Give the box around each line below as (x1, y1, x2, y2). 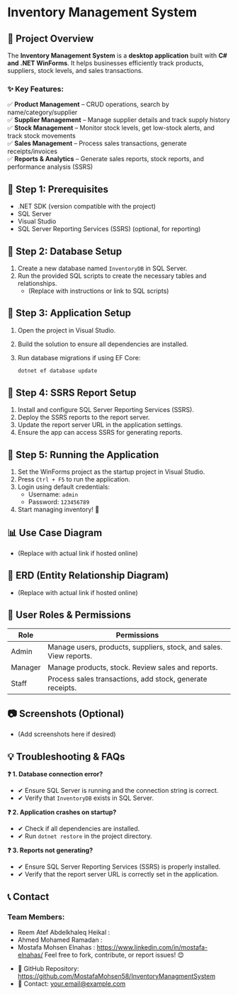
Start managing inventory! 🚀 (17, 505, 100, 514)
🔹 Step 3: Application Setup (7, 307, 132, 319)
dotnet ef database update (17, 367, 98, 374)
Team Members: (7, 912, 65, 922)
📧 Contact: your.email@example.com (17, 979, 126, 988)
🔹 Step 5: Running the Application (7, 448, 159, 461)
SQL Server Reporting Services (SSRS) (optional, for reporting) (17, 225, 201, 233)
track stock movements (7, 132, 76, 140)
